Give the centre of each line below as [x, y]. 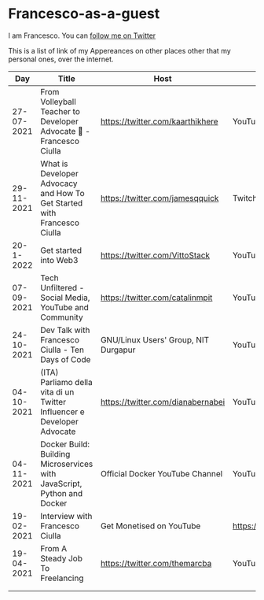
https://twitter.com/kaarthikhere [159, 121]
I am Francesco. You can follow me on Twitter [82, 35]
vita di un [57, 392]
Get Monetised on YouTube [151, 526]
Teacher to [60, 111]
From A [54, 548]
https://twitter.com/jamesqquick [160, 198]
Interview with [66, 516]
